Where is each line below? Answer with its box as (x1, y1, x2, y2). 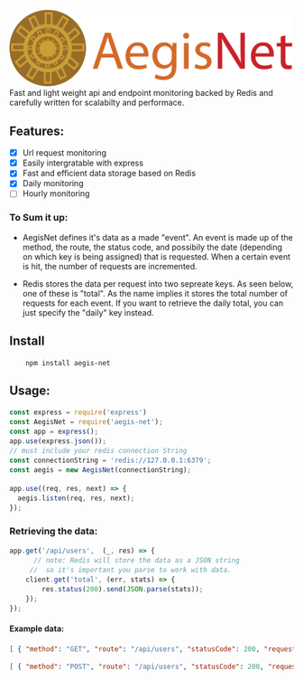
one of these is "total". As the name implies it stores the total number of (22, 288, 289, 298)
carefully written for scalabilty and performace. (9, 97, 185, 109)
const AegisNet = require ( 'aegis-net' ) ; (9, 418, 164, 427)
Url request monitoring (22, 147, 106, 158)
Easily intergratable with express (22, 157, 144, 168)
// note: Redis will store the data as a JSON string (32, 556, 241, 565)
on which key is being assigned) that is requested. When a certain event (22, 250, 291, 262)
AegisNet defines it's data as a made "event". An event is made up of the (22, 231, 293, 242)
